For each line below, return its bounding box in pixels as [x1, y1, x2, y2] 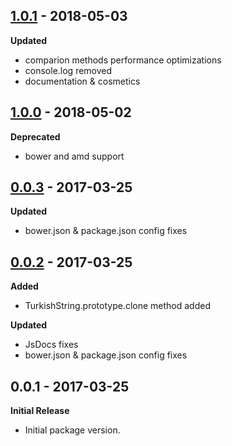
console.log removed [24, 64, 113, 76]
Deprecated [10, 130, 61, 143]
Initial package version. [24, 424, 121, 436]
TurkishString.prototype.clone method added [24, 300, 211, 312]
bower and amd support [24, 150, 125, 162]
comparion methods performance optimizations [24, 54, 222, 66]
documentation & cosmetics [24, 75, 141, 87]
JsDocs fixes [24, 339, 79, 351]
